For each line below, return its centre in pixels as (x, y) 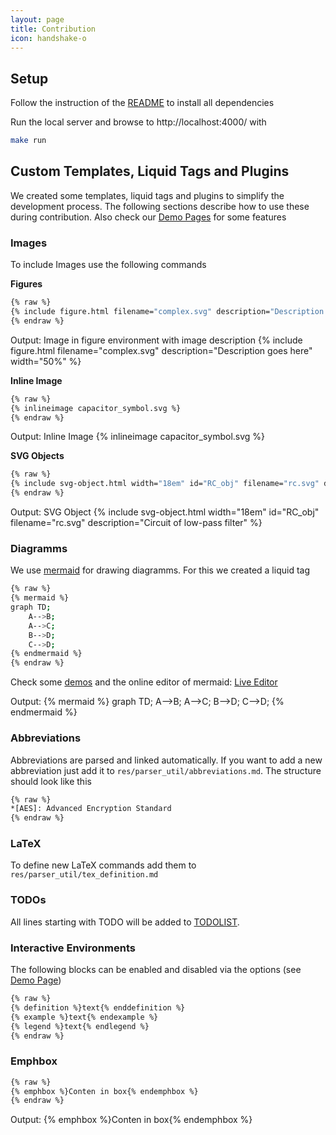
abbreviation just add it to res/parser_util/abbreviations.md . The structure (166, 770)
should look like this (51, 781)
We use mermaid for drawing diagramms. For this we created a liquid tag (160, 570)
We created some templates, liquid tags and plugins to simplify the (147, 195)
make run (28, 141)
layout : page (37, 19)
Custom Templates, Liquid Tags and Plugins (150, 171)
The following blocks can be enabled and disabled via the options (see (156, 970)
